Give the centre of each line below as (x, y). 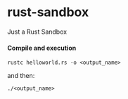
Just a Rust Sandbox (37, 32)
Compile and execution (42, 48)
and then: (21, 76)
